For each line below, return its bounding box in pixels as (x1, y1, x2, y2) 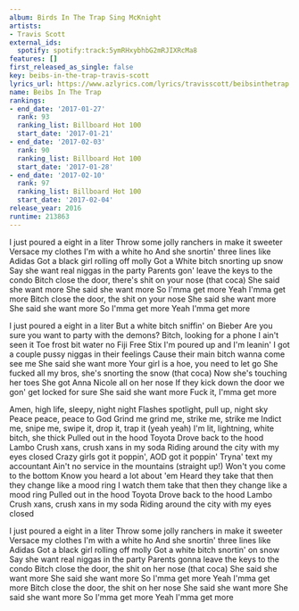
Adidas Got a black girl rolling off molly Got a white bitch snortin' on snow (9, 544, 279, 555)
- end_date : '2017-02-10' (9, 170, 105, 179)
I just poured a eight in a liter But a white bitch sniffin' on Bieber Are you (9, 320, 273, 331)
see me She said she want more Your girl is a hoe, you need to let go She (9, 358, 278, 368)
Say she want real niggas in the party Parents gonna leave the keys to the (9, 554, 279, 565)
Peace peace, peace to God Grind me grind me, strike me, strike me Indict (9, 413, 282, 424)
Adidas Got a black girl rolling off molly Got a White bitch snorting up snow (9, 255, 284, 266)
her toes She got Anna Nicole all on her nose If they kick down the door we (9, 376, 286, 388)
